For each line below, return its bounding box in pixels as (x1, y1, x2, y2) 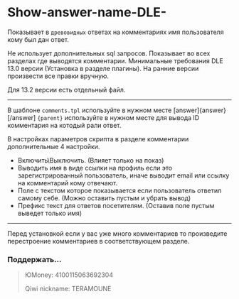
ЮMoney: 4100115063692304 (24, 271, 114, 279)
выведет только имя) (17, 209, 83, 217)
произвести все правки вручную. (7, 72, 109, 80)
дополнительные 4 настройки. (7, 142, 100, 151)
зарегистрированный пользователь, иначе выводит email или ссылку (17, 171, 230, 180)
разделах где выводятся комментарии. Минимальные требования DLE (7, 56, 224, 65)
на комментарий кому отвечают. (17, 178, 118, 187)
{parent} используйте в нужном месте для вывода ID (37, 113, 200, 121)
